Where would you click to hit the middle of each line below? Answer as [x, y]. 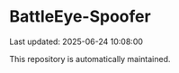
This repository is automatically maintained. [90, 59]
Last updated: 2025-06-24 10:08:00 [76, 41]
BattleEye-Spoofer [80, 17]
